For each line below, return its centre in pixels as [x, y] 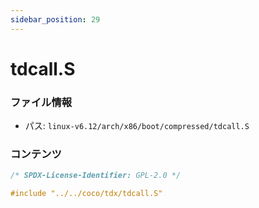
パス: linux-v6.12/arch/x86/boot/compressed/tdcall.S [137, 126]
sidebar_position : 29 [55, 19]
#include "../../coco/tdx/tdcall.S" [86, 194]
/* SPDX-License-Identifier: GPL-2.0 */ [96, 176]
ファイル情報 [41, 102]
